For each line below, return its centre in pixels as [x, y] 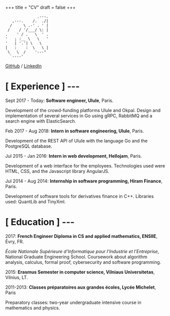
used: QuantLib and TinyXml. [36, 201]
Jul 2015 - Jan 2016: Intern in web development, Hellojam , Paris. [74, 156]
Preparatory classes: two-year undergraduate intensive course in [73, 302]
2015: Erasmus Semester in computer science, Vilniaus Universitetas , [80, 272]
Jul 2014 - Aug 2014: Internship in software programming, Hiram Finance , [84, 181]
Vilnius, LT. [16, 277]
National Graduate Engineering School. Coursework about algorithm [76, 257]
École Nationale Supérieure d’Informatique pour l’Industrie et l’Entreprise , [82, 251]
